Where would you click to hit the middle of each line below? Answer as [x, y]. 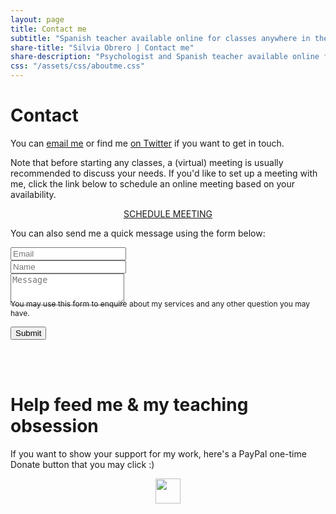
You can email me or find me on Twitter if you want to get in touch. [147, 143]
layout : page [37, 19]
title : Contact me [48, 29]
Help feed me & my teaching [129, 405]
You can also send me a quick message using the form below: [138, 233]
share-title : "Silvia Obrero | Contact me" [102, 47]
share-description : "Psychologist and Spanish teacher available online [165, 57]
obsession [54, 426]
